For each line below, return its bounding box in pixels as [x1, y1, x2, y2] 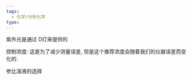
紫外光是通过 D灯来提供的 [6, 36, 68, 43]
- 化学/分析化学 [11, 14, 46, 20]
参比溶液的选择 [6, 68, 42, 75]
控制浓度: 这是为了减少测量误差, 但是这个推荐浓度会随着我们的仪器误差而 [6, 48, 181, 55]
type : [6, 19, 19, 25]
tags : [6, 8, 19, 14]
